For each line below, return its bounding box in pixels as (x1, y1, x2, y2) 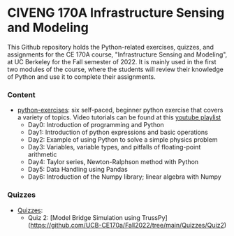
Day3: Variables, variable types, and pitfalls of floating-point (27, 143, 201, 152)
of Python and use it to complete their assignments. (7, 72, 156, 81)
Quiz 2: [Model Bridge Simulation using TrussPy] (27, 213, 168, 221)
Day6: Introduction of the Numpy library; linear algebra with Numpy (27, 172, 221, 181)
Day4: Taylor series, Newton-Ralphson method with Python (27, 158, 199, 166)
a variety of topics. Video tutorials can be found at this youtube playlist (17, 113, 221, 121)
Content (7, 89, 36, 99)
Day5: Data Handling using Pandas (27, 165, 128, 174)
